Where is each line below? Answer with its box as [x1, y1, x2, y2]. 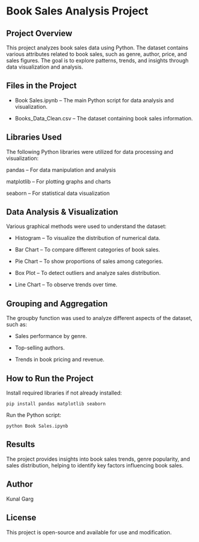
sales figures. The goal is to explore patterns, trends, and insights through [6, 57, 189, 64]
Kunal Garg [6, 495, 34, 502]
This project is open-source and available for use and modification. [6, 528, 172, 536]
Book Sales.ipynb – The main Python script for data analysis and [14, 96, 174, 103]
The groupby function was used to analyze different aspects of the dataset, [6, 315, 193, 322]
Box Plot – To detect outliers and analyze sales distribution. [14, 269, 161, 277]
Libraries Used [6, 132, 62, 143]
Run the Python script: [6, 411, 62, 419]
